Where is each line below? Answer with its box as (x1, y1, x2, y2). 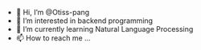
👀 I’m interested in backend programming (15, 16, 154, 25)
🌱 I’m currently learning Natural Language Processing (15, 25, 194, 33)
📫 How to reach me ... (15, 33, 91, 43)
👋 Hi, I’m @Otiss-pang (15, 8, 90, 17)
